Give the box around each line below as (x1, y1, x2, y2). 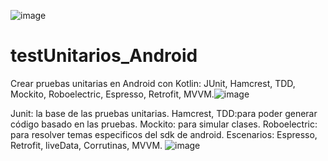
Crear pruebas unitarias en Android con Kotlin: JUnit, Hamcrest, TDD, (10, 77, 296, 89)
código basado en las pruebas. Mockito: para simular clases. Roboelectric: (10, 118, 318, 130)
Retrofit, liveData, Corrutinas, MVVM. (10, 139, 163, 151)
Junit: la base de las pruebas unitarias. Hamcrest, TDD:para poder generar (10, 107, 318, 119)
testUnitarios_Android (10, 45, 198, 67)
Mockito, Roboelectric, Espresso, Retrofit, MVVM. (10, 88, 215, 100)
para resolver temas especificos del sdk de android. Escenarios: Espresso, (10, 128, 318, 140)
